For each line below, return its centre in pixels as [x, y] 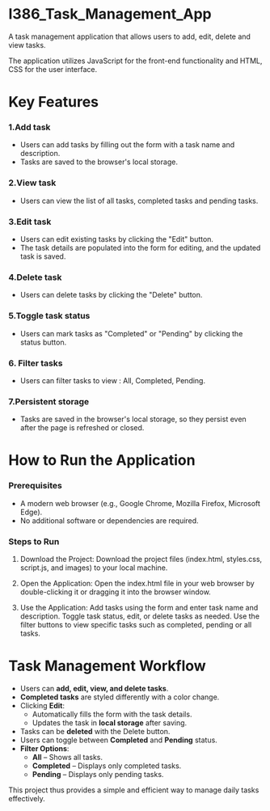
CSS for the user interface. [53, 69]
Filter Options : [44, 748]
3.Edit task [30, 222]
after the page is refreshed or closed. [82, 428]
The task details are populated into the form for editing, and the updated [140, 248]
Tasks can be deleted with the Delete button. [95, 731]
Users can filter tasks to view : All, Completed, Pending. [113, 380]
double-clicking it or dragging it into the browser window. [116, 592]
